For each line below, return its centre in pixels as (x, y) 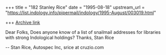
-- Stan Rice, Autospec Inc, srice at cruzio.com (55, 47)
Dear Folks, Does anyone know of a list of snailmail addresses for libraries (83, 32)
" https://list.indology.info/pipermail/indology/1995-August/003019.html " (81, 13)
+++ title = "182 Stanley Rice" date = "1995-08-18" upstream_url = (75, 7)
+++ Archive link (23, 22)
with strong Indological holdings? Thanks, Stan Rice (60, 38)
